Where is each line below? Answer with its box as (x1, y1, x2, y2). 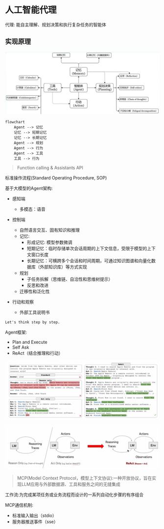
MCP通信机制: (5, 502, 33, 508)
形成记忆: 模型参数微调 (26, 239, 72, 245)
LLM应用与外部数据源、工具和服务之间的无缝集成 (21, 481, 121, 487)
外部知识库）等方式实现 (40, 264, 87, 270)
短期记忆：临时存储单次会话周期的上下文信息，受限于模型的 (26, 245, 147, 251)
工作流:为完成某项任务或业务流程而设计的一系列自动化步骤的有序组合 (5, 492, 144, 498)
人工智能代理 (5, 4, 57, 16)
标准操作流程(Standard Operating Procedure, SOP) (5, 175, 107, 181)
